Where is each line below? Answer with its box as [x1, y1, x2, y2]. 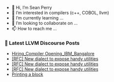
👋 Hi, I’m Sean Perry [11, 5, 52, 10]
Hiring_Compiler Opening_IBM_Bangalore [11, 51, 95, 57]
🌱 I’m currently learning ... [11, 15, 64, 20]
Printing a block [11, 71, 43, 78]
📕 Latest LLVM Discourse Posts [4, 40, 80, 46]
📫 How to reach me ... [11, 26, 57, 31]
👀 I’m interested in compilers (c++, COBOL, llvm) [11, 10, 109, 16]
